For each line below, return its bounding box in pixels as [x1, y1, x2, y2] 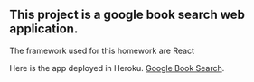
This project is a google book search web [9, 7, 246, 23]
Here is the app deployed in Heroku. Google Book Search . [9, 62, 225, 73]
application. [9, 22, 79, 37]
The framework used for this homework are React [9, 45, 194, 56]
